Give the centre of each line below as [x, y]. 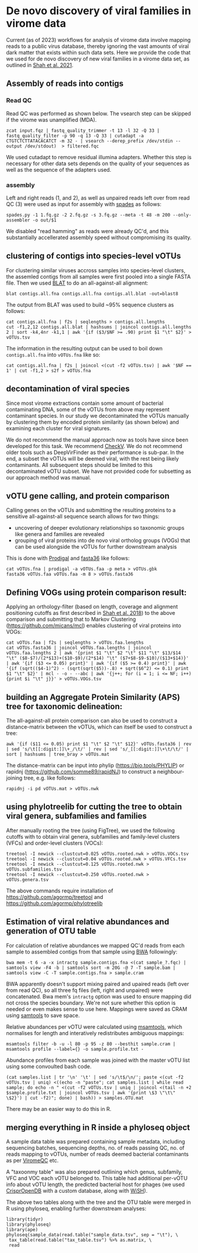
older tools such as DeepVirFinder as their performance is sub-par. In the [95, 452]
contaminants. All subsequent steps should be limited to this [79, 465]
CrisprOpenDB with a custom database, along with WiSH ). [77, 1191]
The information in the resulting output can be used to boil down [84, 348]
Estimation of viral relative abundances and [88, 922]
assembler [18, 220]
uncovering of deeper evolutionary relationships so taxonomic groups [100, 528]
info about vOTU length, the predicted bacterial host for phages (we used [95, 1184]
